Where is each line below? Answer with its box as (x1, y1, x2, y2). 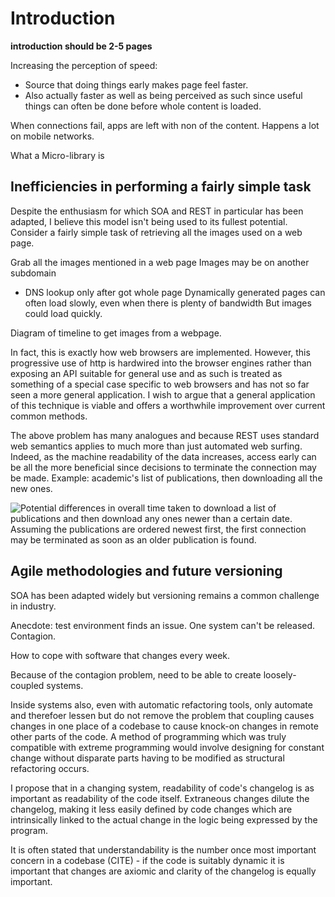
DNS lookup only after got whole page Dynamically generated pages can (24, 286, 326, 298)
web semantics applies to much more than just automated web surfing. (10, 440, 303, 452)
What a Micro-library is (10, 149, 105, 161)
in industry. (10, 600, 57, 612)
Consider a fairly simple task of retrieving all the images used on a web (10, 226, 303, 238)
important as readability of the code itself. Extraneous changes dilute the (10, 792, 310, 804)
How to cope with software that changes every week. (10, 649, 231, 661)
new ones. (10, 482, 53, 494)
